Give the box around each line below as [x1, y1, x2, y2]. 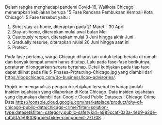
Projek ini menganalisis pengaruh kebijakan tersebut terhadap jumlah [5, 84, 143, 89]
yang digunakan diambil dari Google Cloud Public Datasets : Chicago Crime [5, 94, 156, 100]
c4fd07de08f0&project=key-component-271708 [5, 115, 101, 120]
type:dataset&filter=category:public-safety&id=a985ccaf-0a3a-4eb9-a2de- [5, 109, 157, 115]
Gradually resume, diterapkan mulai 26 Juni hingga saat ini [12, 39, 130, 45]
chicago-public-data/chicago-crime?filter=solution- [5, 104, 109, 110]
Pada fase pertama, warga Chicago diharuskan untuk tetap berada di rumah [5, 54, 157, 60]
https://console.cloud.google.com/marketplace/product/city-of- [15, 99, 143, 105]
